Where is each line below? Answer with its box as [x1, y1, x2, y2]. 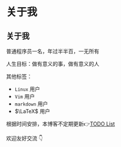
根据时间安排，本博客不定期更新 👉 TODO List [6, 120, 115, 127]
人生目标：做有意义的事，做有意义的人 [6, 60, 99, 67]
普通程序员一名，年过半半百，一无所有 [6, 48, 99, 55]
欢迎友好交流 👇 [6, 135, 43, 142]
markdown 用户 [14, 100, 48, 107]
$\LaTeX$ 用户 [14, 108, 50, 114]
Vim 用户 [14, 93, 35, 100]
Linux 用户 [14, 85, 40, 92]
